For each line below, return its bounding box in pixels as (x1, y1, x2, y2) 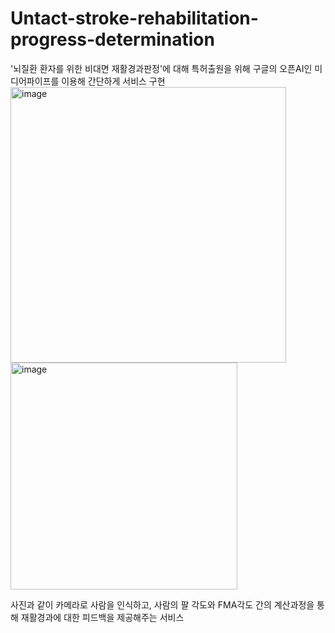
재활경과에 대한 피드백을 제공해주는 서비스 (20, 611, 185, 623)
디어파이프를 (10, 75, 60, 87)
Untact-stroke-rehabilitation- (10, 7, 259, 30)
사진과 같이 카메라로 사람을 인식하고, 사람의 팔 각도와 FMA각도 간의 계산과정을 (10, 598, 315, 611)
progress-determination (10, 28, 215, 51)
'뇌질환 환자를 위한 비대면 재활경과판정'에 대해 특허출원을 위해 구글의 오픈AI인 (10, 62, 313, 74)
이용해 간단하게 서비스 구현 (61, 75, 166, 87)
